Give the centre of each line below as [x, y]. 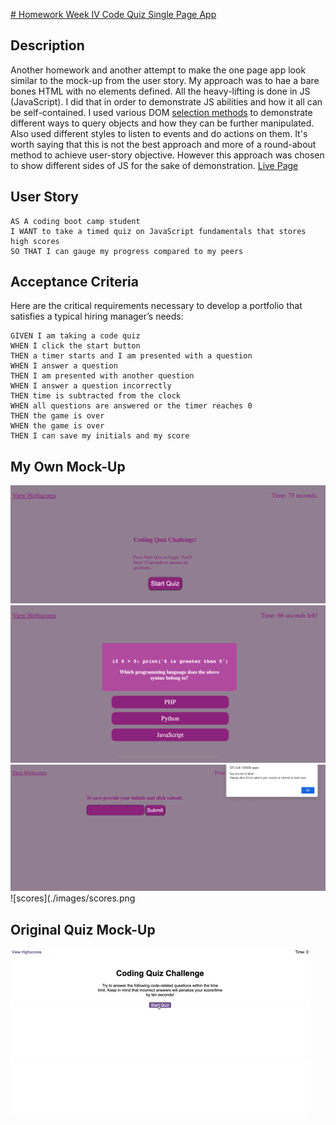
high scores [35, 241]
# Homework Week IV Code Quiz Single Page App [113, 14]
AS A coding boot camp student [75, 221]
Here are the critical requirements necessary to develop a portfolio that [156, 306]
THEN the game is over [57, 416]
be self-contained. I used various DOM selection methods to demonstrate [161, 112]
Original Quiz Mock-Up [83, 929]
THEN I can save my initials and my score [100, 436]
